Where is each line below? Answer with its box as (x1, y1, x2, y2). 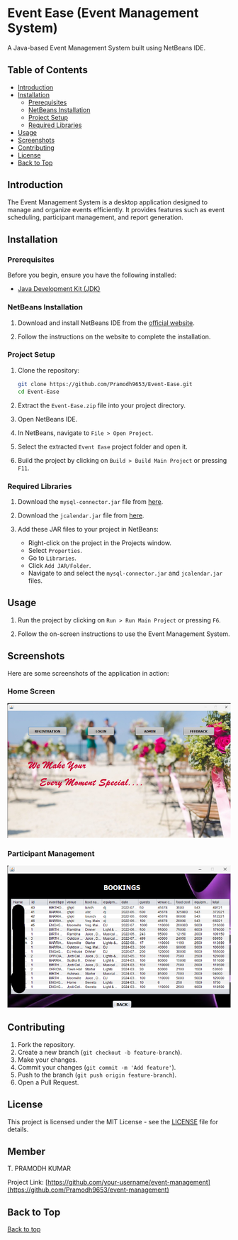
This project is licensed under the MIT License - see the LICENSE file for (7, 1117, 218, 1126)
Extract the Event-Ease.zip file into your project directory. (17, 401, 186, 410)
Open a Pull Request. (17, 1077, 79, 1087)
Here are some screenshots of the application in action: (7, 669, 169, 677)
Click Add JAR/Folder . (28, 561, 91, 569)
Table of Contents (7, 64, 89, 76)
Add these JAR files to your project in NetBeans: (17, 525, 159, 533)
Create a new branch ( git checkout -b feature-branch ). (17, 1048, 183, 1056)
